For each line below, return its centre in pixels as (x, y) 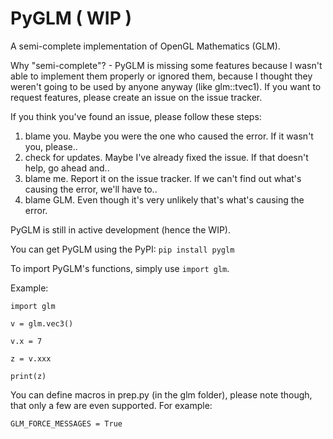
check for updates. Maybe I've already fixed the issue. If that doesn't (166, 157)
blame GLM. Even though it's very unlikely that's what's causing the (164, 199)
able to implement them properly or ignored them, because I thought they (161, 76)
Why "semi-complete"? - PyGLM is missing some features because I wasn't (166, 65)
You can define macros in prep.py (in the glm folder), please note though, (161, 394)
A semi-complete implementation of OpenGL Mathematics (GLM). (145, 46)
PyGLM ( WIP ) (71, 18)
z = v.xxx (31, 358)
